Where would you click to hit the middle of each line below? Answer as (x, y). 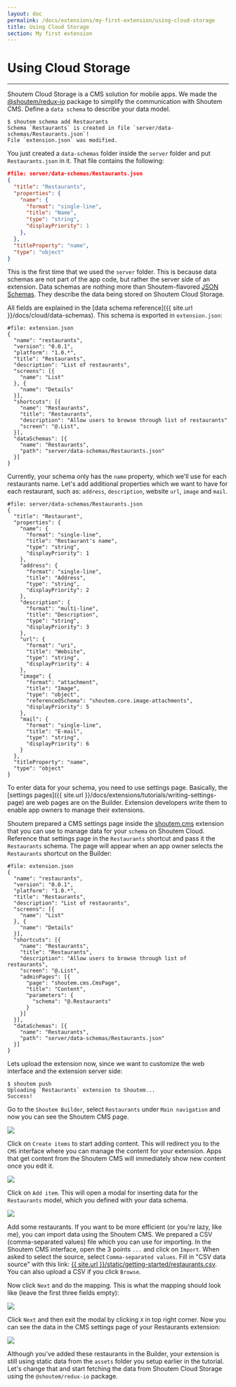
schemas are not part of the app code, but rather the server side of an (109, 280)
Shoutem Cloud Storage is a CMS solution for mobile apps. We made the (112, 94)
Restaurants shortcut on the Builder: (60, 853)
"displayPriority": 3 (58, 627)
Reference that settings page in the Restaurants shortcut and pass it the (111, 839)
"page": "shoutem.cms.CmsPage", (73, 983)
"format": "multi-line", (62, 609)
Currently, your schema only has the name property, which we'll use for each (117, 476)
